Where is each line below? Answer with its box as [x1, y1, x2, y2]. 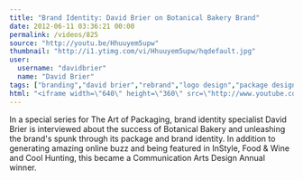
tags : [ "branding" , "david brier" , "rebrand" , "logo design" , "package [9, 81, 269, 90]
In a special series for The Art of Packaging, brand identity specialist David [9, 114, 287, 125]
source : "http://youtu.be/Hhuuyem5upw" [9, 38, 160, 48]
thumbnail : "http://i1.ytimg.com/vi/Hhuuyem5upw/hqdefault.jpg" [9, 47, 256, 56]
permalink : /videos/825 [9, 30, 99, 39]
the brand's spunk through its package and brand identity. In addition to [9, 133, 276, 144]
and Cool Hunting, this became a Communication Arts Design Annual [9, 152, 266, 163]
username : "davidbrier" [17, 64, 106, 73]
